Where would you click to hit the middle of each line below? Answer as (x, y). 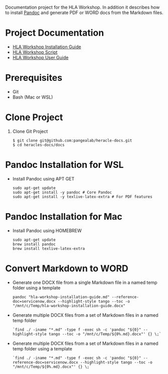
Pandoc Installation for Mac (64, 216)
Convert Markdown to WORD (67, 268)
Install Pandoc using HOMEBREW (47, 230)
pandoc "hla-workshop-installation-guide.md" (61, 297)
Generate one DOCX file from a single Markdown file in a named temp (85, 282)
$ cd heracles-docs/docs (38, 145)
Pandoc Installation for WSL (65, 165)
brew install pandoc (34, 244)
